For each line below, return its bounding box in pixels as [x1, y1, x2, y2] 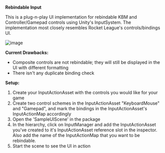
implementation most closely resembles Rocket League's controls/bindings [5, 25, 160, 31]
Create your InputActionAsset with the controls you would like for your [12, 90, 158, 95]
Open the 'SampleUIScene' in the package [12, 116, 100, 122]
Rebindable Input [5, 5, 42, 10]
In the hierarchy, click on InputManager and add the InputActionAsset [12, 122, 156, 127]
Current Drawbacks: [5, 50, 49, 55]
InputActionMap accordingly [12, 111, 72, 117]
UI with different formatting [12, 65, 69, 70]
